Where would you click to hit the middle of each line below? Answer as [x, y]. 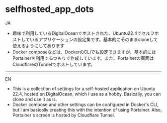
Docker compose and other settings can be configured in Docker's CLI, [85, 104]
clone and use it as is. [35, 99]
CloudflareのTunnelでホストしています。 [54, 64]
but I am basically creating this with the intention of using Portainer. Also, [87, 110]
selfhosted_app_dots [49, 9]
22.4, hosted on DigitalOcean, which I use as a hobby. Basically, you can [86, 94]
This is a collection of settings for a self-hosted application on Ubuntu [84, 89]
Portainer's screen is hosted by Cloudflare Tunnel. [64, 115]
